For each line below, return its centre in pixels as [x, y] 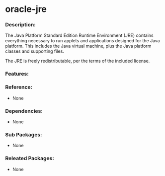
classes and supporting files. [35, 51]
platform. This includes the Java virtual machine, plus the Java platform [78, 46]
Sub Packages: [24, 134]
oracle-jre [26, 9]
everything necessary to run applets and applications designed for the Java [82, 41]
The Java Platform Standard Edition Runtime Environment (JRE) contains [79, 35]
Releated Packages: [30, 159]
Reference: [19, 87]
